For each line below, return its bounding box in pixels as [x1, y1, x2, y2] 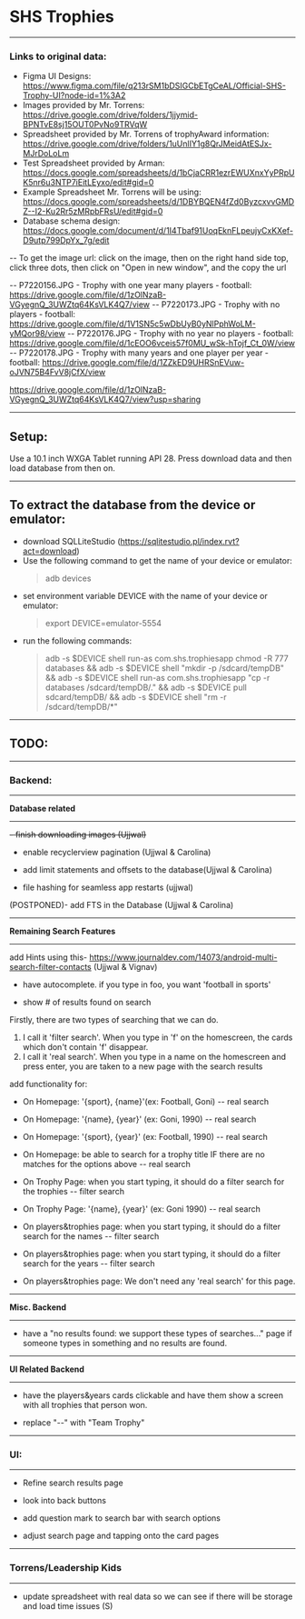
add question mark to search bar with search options [22, 1513, 221, 1524]
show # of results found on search [22, 996, 152, 1007]
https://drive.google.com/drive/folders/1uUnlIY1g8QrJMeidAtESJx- [22, 138, 272, 149]
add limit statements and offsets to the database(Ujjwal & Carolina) [22, 864, 272, 874]
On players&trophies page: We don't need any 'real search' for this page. [22, 1275, 296, 1286]
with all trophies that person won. [22, 1399, 148, 1410]
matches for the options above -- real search [22, 1158, 191, 1169]
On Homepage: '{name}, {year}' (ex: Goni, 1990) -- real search [22, 1114, 257, 1124]
